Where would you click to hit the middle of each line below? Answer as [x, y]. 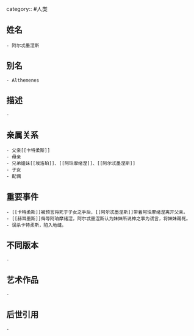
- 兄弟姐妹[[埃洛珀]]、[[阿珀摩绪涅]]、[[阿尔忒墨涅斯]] [71, 163]
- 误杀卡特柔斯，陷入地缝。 [37, 225]
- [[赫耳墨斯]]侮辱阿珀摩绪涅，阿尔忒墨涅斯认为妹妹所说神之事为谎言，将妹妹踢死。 [99, 219]
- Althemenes [23, 80]
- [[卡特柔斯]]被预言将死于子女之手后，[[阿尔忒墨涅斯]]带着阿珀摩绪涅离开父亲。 [97, 212]
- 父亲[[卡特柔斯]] [28, 151]
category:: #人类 [27, 9]
